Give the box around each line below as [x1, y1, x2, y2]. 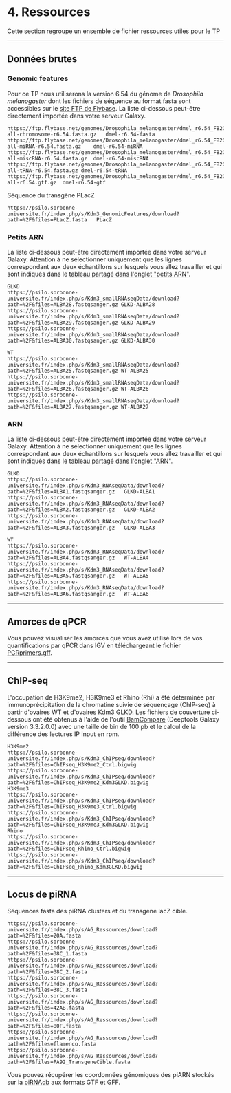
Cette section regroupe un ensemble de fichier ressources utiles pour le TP [7, 27, 221, 35]
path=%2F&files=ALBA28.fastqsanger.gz [7, 301, 118, 308]
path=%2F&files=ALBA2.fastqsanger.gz [7, 506, 115, 513]
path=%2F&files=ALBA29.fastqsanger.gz [7, 319, 118, 326]
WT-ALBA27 [120, 403, 149, 410]
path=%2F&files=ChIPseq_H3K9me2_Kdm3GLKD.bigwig [7, 779, 149, 786]
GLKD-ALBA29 [120, 319, 155, 326]
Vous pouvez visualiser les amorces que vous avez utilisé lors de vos [7, 634, 203, 642]
